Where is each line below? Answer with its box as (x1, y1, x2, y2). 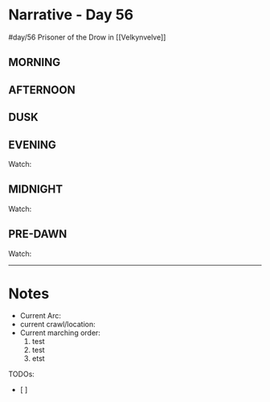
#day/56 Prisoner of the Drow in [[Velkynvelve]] (8, 32, 166, 42)
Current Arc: (19, 311, 62, 321)
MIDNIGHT (8, 183, 63, 197)
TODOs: (8, 369, 35, 379)
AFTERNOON (8, 83, 76, 97)
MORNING (8, 56, 61, 69)
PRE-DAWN (8, 227, 67, 241)
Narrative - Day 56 (8, 6, 134, 24)
